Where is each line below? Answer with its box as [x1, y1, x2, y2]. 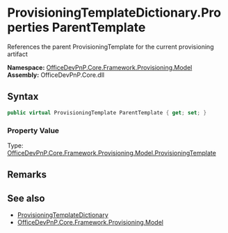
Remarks [7, 169, 47, 181]
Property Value [7, 126, 60, 135]
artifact [7, 50, 28, 58]
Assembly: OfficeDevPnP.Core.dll [7, 71, 105, 79]
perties [7, 19, 50, 35]
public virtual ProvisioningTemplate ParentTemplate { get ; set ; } [7, 109, 207, 116]
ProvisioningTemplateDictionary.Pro [7, 5, 221, 21]
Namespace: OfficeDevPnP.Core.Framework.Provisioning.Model [7, 63, 193, 71]
